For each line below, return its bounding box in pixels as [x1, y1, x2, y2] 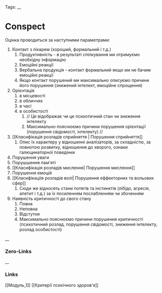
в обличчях [19, 98, 43, 104]
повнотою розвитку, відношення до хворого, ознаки [19, 144, 128, 150]
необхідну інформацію [19, 57, 66, 62]
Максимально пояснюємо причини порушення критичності [19, 216, 144, 222]
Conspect [5, 21, 46, 32]
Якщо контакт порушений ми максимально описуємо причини [19, 77, 149, 83]
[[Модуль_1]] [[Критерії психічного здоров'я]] [5, 282, 98, 288]
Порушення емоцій [12, 170, 52, 176]
